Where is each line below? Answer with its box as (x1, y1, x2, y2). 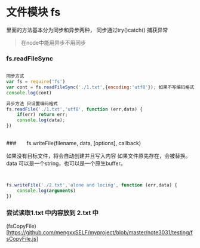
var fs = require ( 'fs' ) (6, 79, 66, 85)
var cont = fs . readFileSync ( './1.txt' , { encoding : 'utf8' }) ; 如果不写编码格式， (6, 84, 199, 90)
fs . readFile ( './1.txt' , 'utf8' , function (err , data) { (6, 106, 143, 112)
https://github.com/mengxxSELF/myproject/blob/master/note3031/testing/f (8, 229, 193, 236)
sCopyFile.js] (6, 235, 39, 243)
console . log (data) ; (17, 117, 66, 123)
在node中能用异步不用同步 (20, 39, 87, 46)
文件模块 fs (6, 5, 61, 19)
